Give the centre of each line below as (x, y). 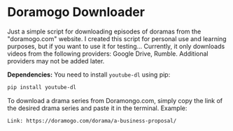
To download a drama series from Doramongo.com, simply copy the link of (115, 100)
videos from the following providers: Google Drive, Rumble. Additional (108, 54)
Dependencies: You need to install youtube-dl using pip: (89, 75)
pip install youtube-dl (42, 87)
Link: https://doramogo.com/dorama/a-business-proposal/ (92, 121)
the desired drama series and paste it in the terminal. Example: (97, 108)
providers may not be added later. (56, 61)
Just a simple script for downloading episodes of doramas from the (104, 31)
